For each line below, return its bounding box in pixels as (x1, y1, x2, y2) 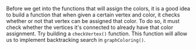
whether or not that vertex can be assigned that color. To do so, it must (6, 18, 180, 24)
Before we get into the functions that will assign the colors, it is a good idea (6, 5, 191, 12)
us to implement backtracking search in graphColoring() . (6, 37, 146, 43)
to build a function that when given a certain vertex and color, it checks (6, 11, 180, 18)
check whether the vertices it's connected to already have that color (6, 24, 173, 31)
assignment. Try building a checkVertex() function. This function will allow (6, 30, 188, 37)
